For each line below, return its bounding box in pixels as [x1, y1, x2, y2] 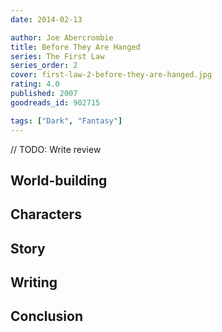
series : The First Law [10, 51, 105, 61]
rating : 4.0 [10, 79, 60, 90]
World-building [10, 172, 108, 189]
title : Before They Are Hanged [10, 42, 141, 52]
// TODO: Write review [10, 143, 102, 155]
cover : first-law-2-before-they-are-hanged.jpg [10, 70, 213, 80]
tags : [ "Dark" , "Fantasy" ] [10, 116, 123, 126]
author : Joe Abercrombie [10, 32, 114, 43]
